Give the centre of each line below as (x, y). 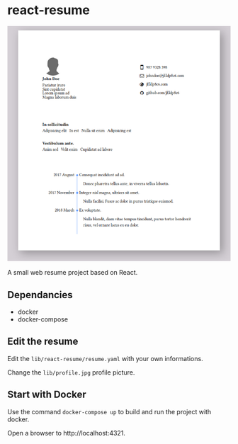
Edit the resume (43, 342)
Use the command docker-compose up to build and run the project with (109, 411)
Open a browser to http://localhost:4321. (67, 433)
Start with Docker (47, 395)
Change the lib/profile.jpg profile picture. (71, 372)
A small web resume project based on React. (73, 273)
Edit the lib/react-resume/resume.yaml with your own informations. (105, 358)
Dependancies (40, 295)
